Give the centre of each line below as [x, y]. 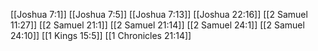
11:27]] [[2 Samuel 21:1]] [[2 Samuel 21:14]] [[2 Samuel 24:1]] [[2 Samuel [157, 25]
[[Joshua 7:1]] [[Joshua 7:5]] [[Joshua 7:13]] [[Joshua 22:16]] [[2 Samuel [159, 14]
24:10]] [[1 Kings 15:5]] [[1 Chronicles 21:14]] [101, 35]
